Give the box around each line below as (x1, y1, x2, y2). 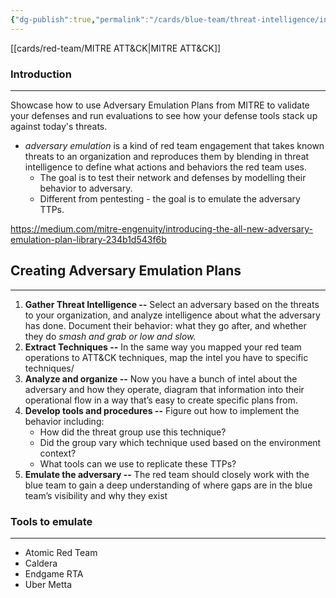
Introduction (10, 67, 72, 81)
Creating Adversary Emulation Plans (10, 262, 242, 280)
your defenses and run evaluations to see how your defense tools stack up (10, 109, 318, 121)
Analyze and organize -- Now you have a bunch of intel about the (24, 372, 298, 385)
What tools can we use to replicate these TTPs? (39, 457, 237, 470)
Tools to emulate (10, 514, 93, 528)
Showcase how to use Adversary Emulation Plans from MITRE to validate (10, 99, 310, 111)
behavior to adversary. (39, 182, 133, 194)
